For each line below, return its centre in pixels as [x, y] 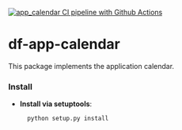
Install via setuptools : [56, 104]
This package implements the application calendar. [91, 66]
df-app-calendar [64, 44]
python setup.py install [68, 119]
